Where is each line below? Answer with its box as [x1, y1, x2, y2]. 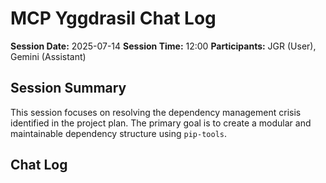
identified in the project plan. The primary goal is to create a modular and [10, 117, 312, 129]
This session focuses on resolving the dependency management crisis [10, 106, 302, 118]
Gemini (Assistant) [10, 50, 87, 62]
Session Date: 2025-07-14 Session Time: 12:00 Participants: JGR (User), [10, 40, 317, 52]
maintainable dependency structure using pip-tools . [10, 127, 228, 139]
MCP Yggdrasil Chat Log [10, 7, 217, 30]
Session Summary [10, 80, 127, 97]
